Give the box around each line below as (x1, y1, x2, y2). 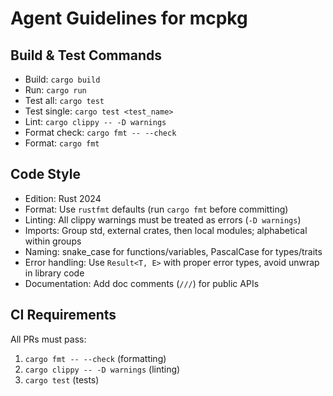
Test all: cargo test (24, 95, 105, 106)
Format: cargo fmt (24, 137, 100, 149)
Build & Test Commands (10, 47, 162, 64)
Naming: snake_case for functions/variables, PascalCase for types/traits (24, 245, 323, 257)
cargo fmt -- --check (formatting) (24, 352, 167, 364)
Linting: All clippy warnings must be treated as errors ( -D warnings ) (24, 213, 302, 226)
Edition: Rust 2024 (24, 192, 102, 204)
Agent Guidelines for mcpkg (10, 7, 248, 30)
